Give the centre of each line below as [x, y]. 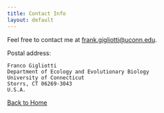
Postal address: [29, 53]
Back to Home [27, 102]
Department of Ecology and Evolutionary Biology [78, 72]
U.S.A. [17, 90]
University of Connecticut [46, 78]
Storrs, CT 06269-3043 [40, 83]
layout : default [30, 20]
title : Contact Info [37, 13]
